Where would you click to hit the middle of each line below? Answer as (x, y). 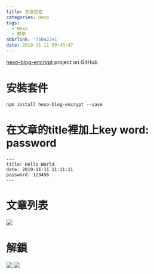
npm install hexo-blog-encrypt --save (54, 104)
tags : (13, 23)
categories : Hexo (28, 17)
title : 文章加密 (24, 12)
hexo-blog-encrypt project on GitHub (52, 62)
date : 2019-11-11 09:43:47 (40, 45)
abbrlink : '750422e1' (33, 39)
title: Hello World (30, 164)
